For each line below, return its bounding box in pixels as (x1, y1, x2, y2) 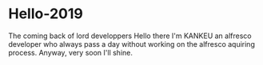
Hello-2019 (8, 5, 84, 23)
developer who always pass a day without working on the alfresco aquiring (8, 39, 256, 48)
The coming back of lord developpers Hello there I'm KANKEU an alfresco (8, 31, 252, 40)
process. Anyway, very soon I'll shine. (8, 48, 133, 57)
